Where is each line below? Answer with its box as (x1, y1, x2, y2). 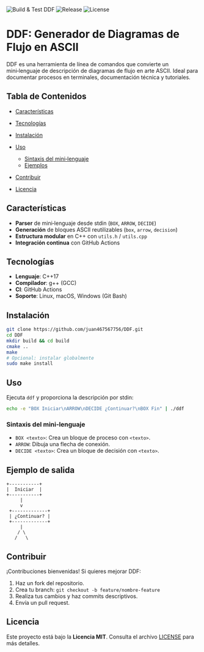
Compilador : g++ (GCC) (15, 279, 77, 287)
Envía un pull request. (15, 599, 70, 606)
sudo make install (6, 360, 53, 367)
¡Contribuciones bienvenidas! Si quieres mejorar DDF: (6, 567, 142, 575)
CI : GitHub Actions (15, 286, 62, 294)
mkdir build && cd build (6, 338, 70, 344)
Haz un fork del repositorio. (15, 579, 84, 586)
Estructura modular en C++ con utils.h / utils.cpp (15, 232, 148, 240)
